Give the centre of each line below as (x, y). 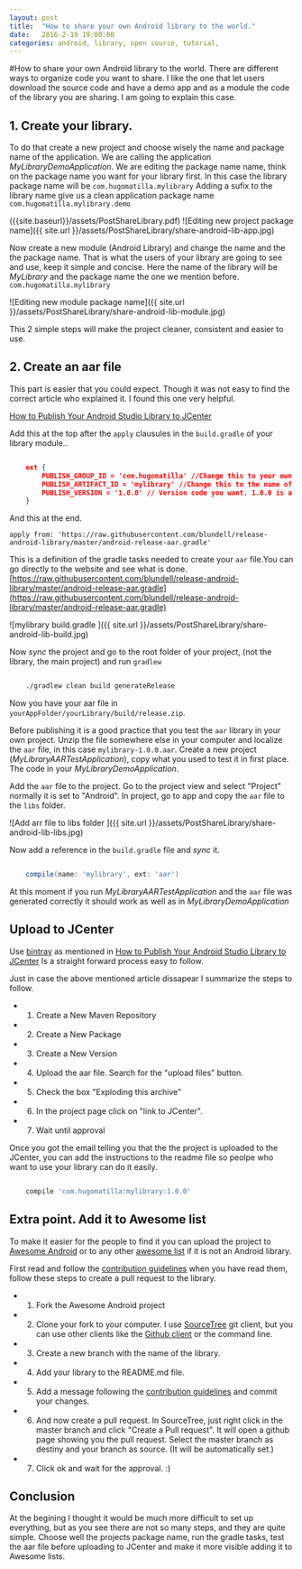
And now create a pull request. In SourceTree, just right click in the (160, 1420)
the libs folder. (37, 805)
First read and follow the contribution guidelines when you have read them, (149, 1268)
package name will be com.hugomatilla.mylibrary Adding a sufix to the (141, 186)
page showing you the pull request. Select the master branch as (155, 1439)
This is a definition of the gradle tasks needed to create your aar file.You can (151, 560)
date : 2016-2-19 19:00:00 (62, 34)
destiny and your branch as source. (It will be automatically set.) (155, 1449)
